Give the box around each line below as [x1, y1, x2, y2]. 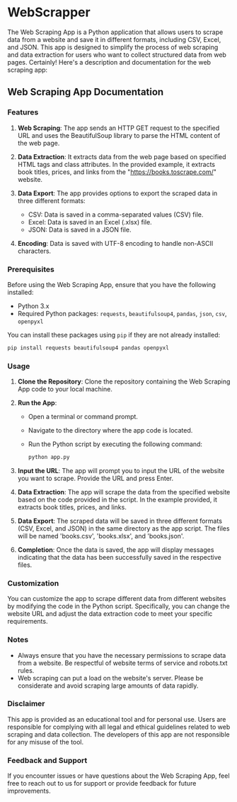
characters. [17, 246, 52, 255]
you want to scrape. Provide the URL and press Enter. [17, 474, 174, 482]
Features [7, 107, 39, 117]
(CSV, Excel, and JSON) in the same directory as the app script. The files [17, 524, 230, 533]
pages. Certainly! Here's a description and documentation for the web [7, 58, 211, 66]
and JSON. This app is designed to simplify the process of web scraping [7, 43, 219, 51]
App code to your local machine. [17, 385, 113, 394]
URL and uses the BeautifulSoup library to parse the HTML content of [17, 131, 221, 139]
